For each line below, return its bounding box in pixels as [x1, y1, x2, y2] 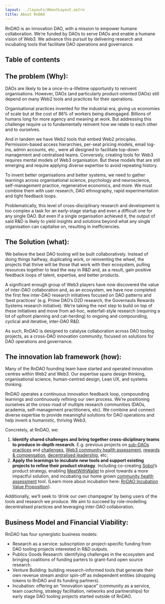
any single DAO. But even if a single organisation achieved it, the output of [5, 213, 156, 219]
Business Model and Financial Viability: [5, 518, 129, 526]
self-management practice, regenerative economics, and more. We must [5, 182, 153, 188]
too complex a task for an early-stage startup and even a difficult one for [5, 208, 153, 214]
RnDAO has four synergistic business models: [5, 531, 98, 537]
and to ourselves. [5, 127, 40, 132]
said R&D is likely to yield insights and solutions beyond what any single [5, 218, 151, 224]
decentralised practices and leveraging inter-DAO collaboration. [5, 504, 134, 510]
